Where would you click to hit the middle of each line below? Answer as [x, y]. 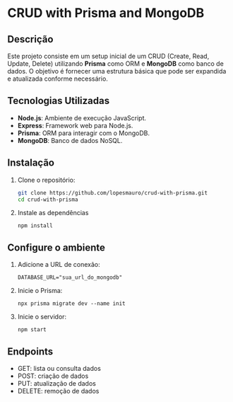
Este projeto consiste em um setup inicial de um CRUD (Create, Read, [108, 56]
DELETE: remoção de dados [58, 391]
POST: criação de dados [53, 376]
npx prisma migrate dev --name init [71, 304]
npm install [35, 226]
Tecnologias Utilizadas [59, 101]
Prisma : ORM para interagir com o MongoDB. [84, 133]
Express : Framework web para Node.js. [75, 125]
